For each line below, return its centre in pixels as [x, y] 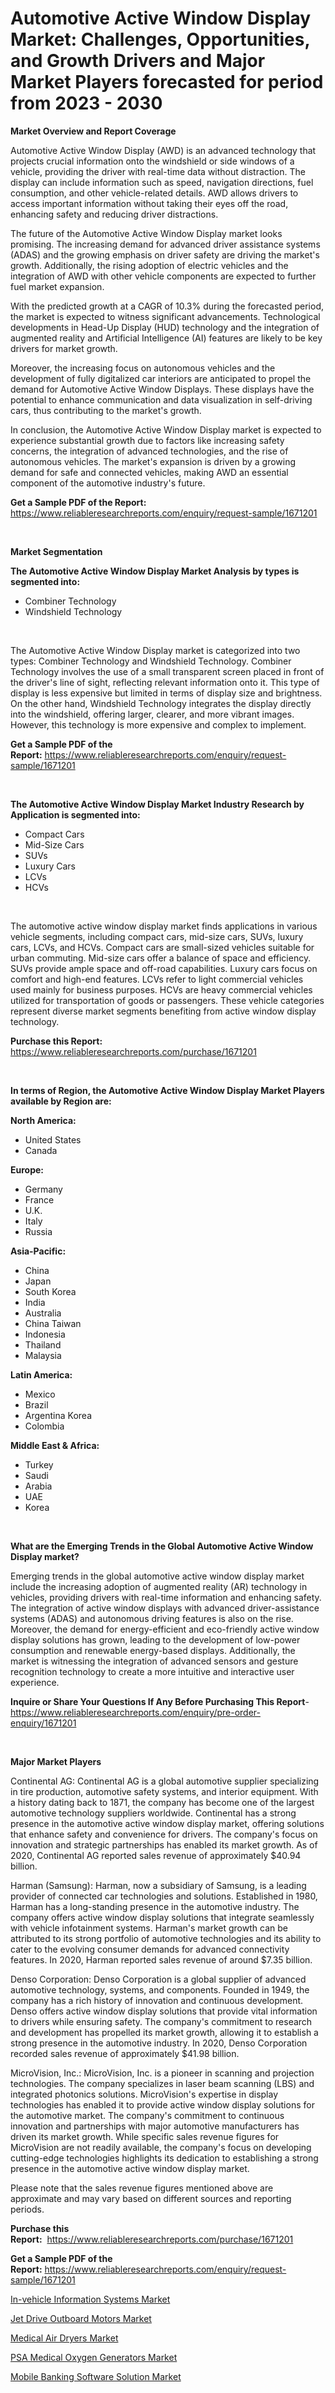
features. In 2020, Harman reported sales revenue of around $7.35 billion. [161, 1959]
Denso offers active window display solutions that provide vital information [164, 2011]
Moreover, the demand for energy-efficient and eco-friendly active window [165, 1629]
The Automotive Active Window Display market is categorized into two [155, 650]
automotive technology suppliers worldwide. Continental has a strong [153, 1813]
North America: [43, 1120]
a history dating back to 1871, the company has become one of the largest [162, 1802]
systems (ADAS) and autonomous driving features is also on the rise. [152, 1618]
